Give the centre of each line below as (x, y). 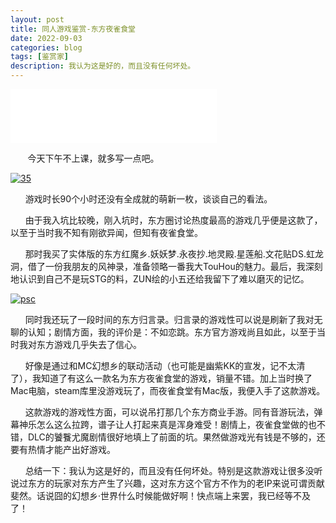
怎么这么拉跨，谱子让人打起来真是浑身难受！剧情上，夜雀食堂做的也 (176, 424)
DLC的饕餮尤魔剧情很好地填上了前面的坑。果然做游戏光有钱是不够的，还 (176, 437)
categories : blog (46, 47)
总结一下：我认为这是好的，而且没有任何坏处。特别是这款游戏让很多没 (169, 470)
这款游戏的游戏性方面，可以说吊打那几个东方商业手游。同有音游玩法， (169, 412)
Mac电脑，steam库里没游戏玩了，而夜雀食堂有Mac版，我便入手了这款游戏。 (168, 390)
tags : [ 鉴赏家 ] (40, 57)
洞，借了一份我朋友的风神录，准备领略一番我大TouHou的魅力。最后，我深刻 (166, 266)
